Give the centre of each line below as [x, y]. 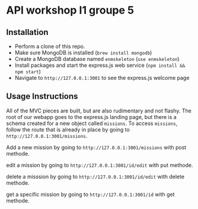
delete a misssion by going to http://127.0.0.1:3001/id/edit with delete [95, 176]
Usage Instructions [42, 96]
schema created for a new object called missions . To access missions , [92, 123]
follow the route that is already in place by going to [68, 129]
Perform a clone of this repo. [50, 46]
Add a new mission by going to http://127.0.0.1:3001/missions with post [96, 147]
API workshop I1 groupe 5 [70, 10]
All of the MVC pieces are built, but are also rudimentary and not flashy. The [99, 111]
